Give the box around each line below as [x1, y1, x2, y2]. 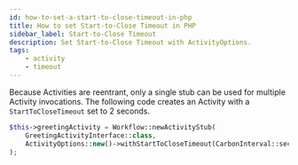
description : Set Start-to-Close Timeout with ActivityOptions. [9, 37, 252, 47]
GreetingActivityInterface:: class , [25, 130, 157, 140]
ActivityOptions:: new [25, 139, 105, 148]
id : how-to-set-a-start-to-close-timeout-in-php [9, 12, 192, 22]
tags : [9, 46, 29, 55]
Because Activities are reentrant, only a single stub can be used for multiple [9, 86, 286, 98]
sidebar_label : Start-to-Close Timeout [9, 29, 157, 38]
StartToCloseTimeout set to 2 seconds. [9, 106, 151, 116]
